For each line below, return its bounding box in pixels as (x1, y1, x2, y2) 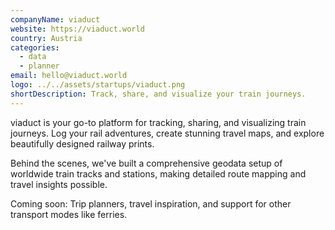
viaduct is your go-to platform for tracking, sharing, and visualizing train (10, 116, 307, 128)
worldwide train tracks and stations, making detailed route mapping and (10, 167, 307, 180)
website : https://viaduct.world (10, 24, 145, 34)
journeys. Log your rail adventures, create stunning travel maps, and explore (10, 127, 325, 139)
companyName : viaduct (10, 14, 101, 25)
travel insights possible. (10, 178, 108, 190)
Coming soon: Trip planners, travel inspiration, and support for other (10, 197, 292, 210)
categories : (10, 42, 60, 53)
